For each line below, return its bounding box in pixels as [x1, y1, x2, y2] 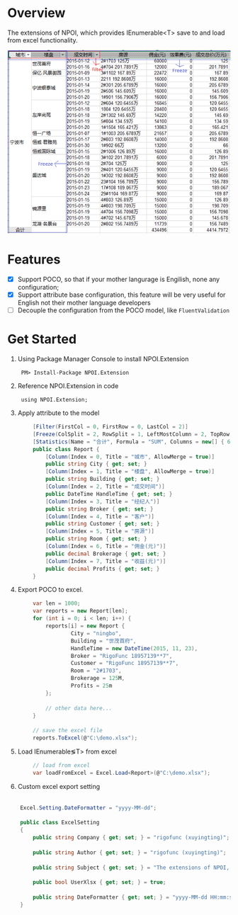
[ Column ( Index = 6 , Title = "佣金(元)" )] [45, 543, 166, 550]
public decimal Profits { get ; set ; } [45, 565, 160, 572]
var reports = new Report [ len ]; [33, 608, 129, 615]
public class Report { [33, 445, 100, 453]
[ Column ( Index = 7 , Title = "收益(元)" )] [45, 557, 166, 564]
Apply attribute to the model [17, 409, 100, 417]
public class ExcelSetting [20, 819, 100, 826]
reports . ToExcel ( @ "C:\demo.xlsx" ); [33, 734, 138, 741]
